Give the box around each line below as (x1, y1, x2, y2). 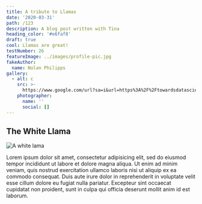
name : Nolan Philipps (11, 64, 66, 71)
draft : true (6, 37, 36, 43)
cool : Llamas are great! (6, 43, 69, 49)
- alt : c (11, 76, 34, 82)
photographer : (17, 93, 52, 99)
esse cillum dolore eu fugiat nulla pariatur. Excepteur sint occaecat (6, 179, 171, 187)
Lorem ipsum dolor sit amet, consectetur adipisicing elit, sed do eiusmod (6, 154, 186, 161)
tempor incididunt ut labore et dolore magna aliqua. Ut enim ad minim (6, 160, 178, 167)
